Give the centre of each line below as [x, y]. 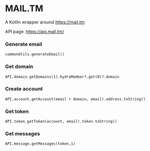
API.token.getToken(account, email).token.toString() [61, 122]
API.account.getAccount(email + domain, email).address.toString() [75, 99]
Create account [24, 89]
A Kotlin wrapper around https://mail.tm [45, 22]
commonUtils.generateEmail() [35, 54]
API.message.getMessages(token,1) [40, 144]
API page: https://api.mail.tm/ [35, 31]
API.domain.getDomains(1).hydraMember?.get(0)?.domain [62, 77]
